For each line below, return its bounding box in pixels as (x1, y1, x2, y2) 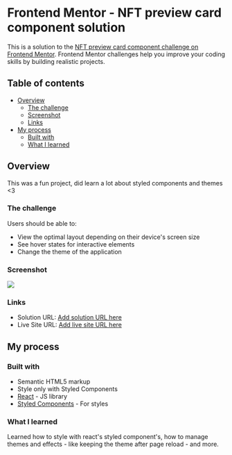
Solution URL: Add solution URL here (17, 313, 123, 322)
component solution (7, 19, 126, 35)
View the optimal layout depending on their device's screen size (17, 233, 200, 241)
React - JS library (17, 392, 68, 401)
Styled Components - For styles (17, 399, 109, 408)
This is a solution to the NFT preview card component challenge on (7, 42, 199, 51)
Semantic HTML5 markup (17, 377, 91, 386)
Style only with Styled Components (17, 385, 118, 393)
